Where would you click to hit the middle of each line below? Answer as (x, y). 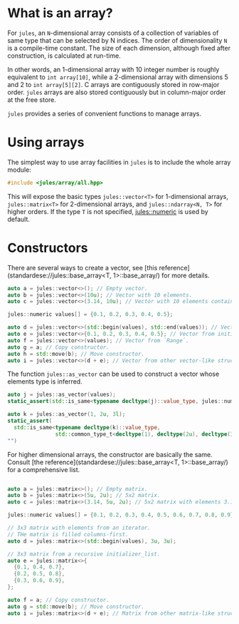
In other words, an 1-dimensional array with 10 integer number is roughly (113, 69)
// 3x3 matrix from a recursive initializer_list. (84, 554)
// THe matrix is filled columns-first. (68, 534)
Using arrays (46, 142)
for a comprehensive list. (44, 469)
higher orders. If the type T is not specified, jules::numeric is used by (108, 211)
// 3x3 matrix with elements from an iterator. (79, 528)
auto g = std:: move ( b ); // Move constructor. (76, 607)
